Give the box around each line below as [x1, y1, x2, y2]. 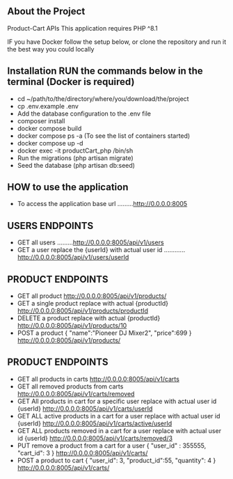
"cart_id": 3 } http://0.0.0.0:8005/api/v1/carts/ [17, 448, 148, 457]
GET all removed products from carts [17, 382, 124, 391]
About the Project [7, 6, 86, 17]
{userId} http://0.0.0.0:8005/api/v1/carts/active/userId [17, 419, 172, 427]
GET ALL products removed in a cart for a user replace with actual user [17, 426, 221, 434]
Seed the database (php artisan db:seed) [17, 161, 136, 169]
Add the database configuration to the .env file [17, 109, 152, 118]
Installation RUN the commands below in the [7, 65, 203, 77]
